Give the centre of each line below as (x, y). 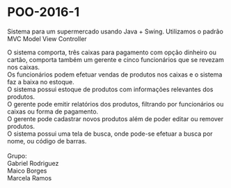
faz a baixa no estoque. (41, 81)
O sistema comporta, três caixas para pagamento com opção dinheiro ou (112, 52)
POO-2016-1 (43, 12)
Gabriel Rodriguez (33, 163)
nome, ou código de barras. (47, 141)
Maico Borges (27, 171)
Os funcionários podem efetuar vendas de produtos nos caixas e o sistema (115, 75)
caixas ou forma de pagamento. (53, 111)
